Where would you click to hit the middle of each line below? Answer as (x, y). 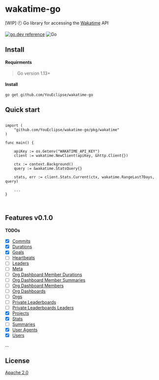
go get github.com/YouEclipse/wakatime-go (49, 95)
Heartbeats (24, 258)
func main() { (20, 143)
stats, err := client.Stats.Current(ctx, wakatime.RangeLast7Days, (84, 177)
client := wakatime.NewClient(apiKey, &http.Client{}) (71, 156)
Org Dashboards (29, 291)
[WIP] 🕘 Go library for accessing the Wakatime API (57, 23)
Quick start (23, 110)
